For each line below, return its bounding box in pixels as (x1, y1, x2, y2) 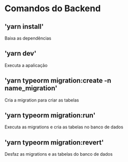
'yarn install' (4, 22, 44, 31)
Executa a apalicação (4, 62, 48, 68)
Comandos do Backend (4, 3, 101, 14)
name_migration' (4, 84, 58, 93)
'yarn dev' (4, 49, 37, 58)
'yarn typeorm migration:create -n (4, 77, 111, 85)
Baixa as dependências (4, 35, 52, 41)
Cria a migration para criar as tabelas (4, 97, 79, 103)
